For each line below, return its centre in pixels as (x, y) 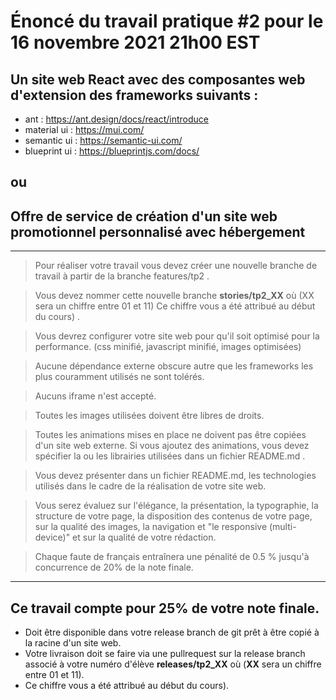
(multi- (282, 527)
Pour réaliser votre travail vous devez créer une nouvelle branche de (176, 266)
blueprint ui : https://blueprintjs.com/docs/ (112, 151)
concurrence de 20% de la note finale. (114, 567)
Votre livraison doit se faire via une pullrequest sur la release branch (165, 654)
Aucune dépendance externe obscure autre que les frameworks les (174, 366)
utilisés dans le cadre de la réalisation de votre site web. (150, 486)
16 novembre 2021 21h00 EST (135, 42)
